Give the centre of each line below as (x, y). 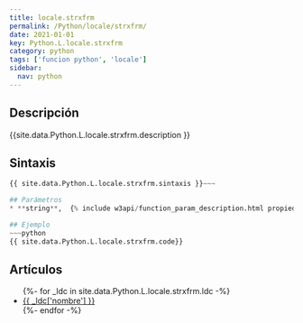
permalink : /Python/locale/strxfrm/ (78, 26)
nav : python (40, 77)
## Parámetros (36, 200)
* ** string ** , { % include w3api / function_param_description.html (137, 208)
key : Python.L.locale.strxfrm (66, 43)
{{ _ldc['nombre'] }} (59, 301)
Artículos (36, 270)
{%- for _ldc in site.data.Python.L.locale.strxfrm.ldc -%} (126, 291)
